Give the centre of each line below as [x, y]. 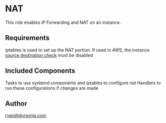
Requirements [27, 38]
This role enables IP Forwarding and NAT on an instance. [63, 22]
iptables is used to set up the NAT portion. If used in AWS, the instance [78, 50]
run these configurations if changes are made [52, 88]
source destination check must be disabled [49, 55]
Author [16, 103]
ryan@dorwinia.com [26, 116]
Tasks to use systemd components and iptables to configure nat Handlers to [83, 83]
